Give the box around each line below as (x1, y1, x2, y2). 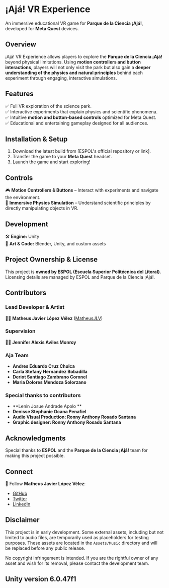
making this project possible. (5, 452, 65, 459)
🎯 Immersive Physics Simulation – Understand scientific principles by (5, 200, 151, 206)
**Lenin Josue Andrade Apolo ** (12, 403, 82, 409)
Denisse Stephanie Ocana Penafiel (12, 409, 87, 415)
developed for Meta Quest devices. (5, 25, 79, 31)
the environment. (5, 194, 41, 201)
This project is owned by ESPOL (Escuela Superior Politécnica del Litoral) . (5, 269, 161, 275)
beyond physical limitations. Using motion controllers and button (5, 59, 141, 65)
